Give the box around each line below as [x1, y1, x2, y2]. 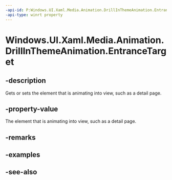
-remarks [5, 133, 36, 142]
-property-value [5, 104, 58, 113]
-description [5, 76, 46, 85]
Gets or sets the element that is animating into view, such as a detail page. [5, 90, 162, 96]
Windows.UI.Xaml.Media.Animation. [5, 34, 165, 46]
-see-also [5, 168, 37, 176]
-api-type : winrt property [5, 12, 63, 17]
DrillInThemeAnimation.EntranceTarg [5, 45, 167, 57]
